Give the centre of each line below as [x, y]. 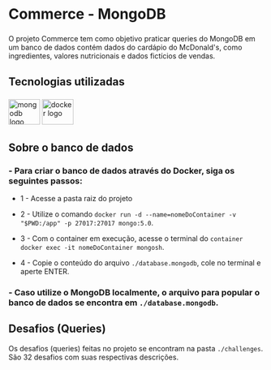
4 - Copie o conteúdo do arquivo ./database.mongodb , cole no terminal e [140, 263]
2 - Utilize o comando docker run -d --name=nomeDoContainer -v [128, 214]
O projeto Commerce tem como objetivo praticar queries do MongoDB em [132, 39]
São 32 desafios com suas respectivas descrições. [94, 357]
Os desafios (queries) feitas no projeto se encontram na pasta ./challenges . [136, 348]
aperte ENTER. [45, 272]
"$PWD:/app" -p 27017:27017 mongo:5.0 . [87, 223]
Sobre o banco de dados [71, 147]
